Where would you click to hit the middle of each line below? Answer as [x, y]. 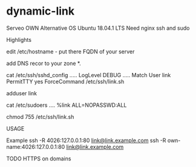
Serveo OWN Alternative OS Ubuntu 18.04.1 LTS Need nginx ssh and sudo [98, 28]
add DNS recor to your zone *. [44, 63]
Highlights [19, 39]
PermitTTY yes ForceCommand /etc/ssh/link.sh [65, 81]
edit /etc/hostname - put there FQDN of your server [70, 51]
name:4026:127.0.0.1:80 [36, 146]
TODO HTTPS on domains [39, 158]
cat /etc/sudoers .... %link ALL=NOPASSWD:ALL [67, 105]
